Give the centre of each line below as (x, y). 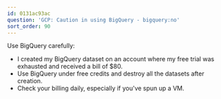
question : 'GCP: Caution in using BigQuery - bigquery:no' (94, 20)
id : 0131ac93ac (29, 13)
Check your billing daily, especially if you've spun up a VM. (101, 88)
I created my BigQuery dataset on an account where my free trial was (116, 59)
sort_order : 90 (29, 26)
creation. (30, 81)
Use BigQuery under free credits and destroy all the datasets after (110, 74)
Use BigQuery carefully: (41, 46)
